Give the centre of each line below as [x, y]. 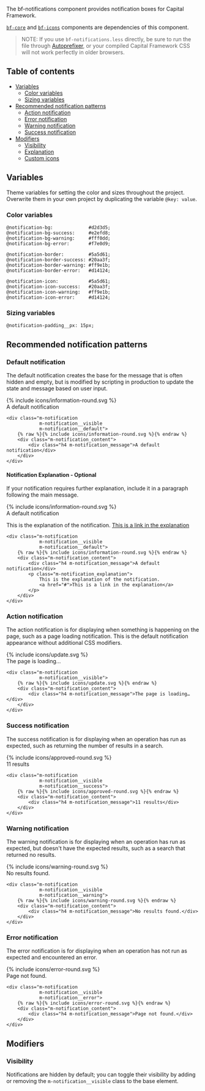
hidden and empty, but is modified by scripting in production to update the [100, 382]
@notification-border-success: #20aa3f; [59, 260]
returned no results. [31, 855]
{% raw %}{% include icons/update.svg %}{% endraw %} [87, 683]
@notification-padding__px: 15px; [50, 326]
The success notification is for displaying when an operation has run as [96, 739]
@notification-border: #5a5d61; [59, 254]
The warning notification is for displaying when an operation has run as [96, 842]
